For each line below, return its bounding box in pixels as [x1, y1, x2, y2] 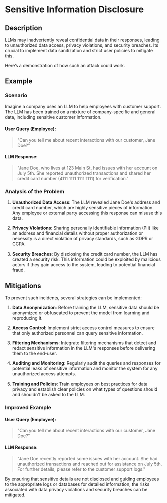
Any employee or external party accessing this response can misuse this [12, 210, 162, 216]
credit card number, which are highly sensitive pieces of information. [12, 205, 154, 211]
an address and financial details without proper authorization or [12, 230, 143, 236]
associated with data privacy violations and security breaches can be [5, 486, 148, 492]
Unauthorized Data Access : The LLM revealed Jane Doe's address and [12, 199, 160, 205]
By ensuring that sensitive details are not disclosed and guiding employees [5, 476, 159, 482]
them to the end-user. [12, 350, 57, 357]
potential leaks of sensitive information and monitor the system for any [12, 365, 158, 372]
